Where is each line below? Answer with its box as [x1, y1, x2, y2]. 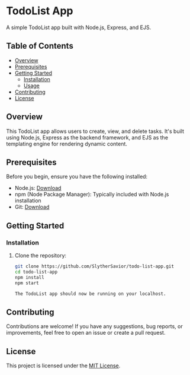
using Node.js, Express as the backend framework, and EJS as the [6, 134, 169, 141]
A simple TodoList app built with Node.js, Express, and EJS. [6, 24, 152, 31]
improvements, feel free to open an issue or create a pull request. [6, 329, 166, 336]
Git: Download [14, 204, 50, 211]
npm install [14, 274, 44, 280]
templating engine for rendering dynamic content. [6, 140, 127, 147]
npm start [14, 280, 40, 286]
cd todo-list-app [14, 269, 58, 275]
